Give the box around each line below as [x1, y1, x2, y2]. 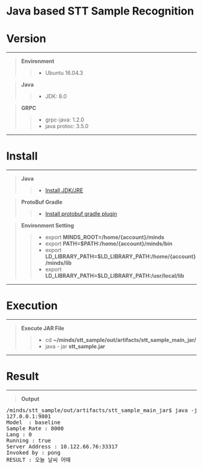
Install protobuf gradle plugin [45, 210, 118, 218]
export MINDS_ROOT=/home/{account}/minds [45, 234, 165, 241]
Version [6, 32, 47, 46]
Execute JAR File [21, 325, 65, 332]
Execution [6, 299, 58, 312]
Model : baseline [6, 419, 61, 425]
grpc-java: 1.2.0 [45, 116, 85, 123]
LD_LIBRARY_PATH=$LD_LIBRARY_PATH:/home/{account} [45, 253, 196, 260]
